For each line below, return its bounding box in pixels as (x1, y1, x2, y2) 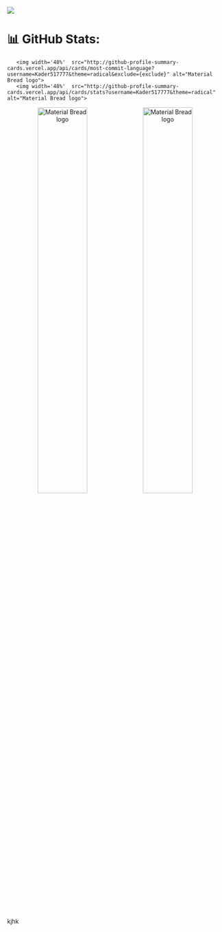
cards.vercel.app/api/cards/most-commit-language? (7, 65, 155, 71)
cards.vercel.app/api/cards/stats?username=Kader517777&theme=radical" (7, 89, 216, 96)
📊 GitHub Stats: (7, 32, 101, 47)
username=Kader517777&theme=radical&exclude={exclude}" (7, 71, 170, 78)
